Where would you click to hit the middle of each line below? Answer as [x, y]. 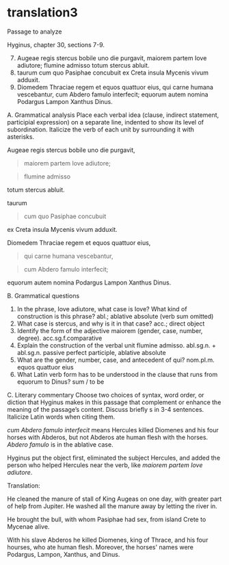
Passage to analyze [35, 31]
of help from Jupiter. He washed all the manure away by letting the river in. [112, 506]
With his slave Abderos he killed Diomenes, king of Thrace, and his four [108, 540]
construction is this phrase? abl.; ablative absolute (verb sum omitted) [115, 316]
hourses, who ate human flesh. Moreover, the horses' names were [100, 547]
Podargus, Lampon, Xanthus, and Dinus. [64, 554]
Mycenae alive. [28, 526]
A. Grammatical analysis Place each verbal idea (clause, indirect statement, [113, 115]
